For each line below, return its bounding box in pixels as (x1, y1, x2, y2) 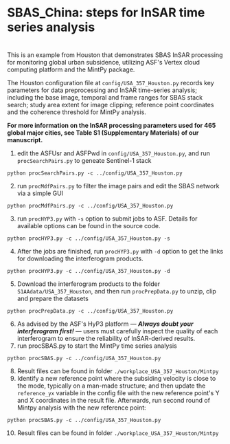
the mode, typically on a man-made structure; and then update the (16, 381, 206, 390)
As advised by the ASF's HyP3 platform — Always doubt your (16, 320, 194, 328)
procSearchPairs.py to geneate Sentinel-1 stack (16, 157, 152, 165)
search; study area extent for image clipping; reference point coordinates (7, 101, 214, 109)
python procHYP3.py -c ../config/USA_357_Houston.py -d (7, 268, 170, 275)
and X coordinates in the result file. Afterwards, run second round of (16, 397, 211, 405)
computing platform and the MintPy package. (7, 65, 135, 74)
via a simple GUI (16, 189, 64, 197)
